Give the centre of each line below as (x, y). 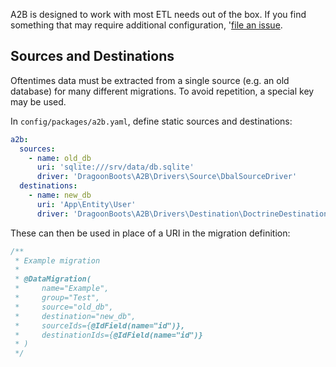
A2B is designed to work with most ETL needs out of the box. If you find (158, 14)
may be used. (38, 101)
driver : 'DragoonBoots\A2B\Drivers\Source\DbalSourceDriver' (167, 177)
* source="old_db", (64, 307)
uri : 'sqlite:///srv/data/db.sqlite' (115, 167)
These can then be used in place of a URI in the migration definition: (150, 233)
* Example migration (57, 260)
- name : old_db (60, 158)
